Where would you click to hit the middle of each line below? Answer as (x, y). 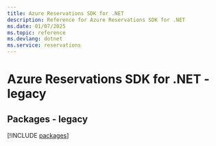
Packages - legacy (47, 119)
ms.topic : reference (37, 33)
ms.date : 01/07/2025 (37, 26)
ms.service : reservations (44, 45)
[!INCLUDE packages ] (38, 135)
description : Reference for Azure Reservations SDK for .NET (96, 20)
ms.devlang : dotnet (35, 39)
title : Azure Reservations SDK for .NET (66, 13)
